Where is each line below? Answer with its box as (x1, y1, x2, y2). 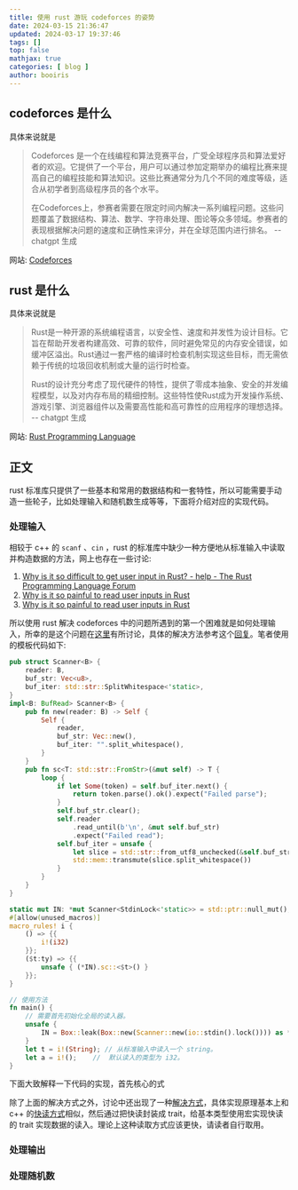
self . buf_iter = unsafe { (56, 839, 153, 848)
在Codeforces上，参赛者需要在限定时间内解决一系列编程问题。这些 (30, 202, 277, 213)
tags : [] (9, 37, 42, 47)
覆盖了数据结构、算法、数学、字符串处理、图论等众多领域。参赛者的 (38, 213, 288, 224)
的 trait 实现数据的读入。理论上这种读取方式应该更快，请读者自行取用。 (9, 1120, 269, 1130)
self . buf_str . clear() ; (56, 806, 141, 815)
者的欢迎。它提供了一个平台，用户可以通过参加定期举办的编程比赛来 (30, 161, 280, 171)
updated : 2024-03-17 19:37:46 (9, 29, 122, 38)
